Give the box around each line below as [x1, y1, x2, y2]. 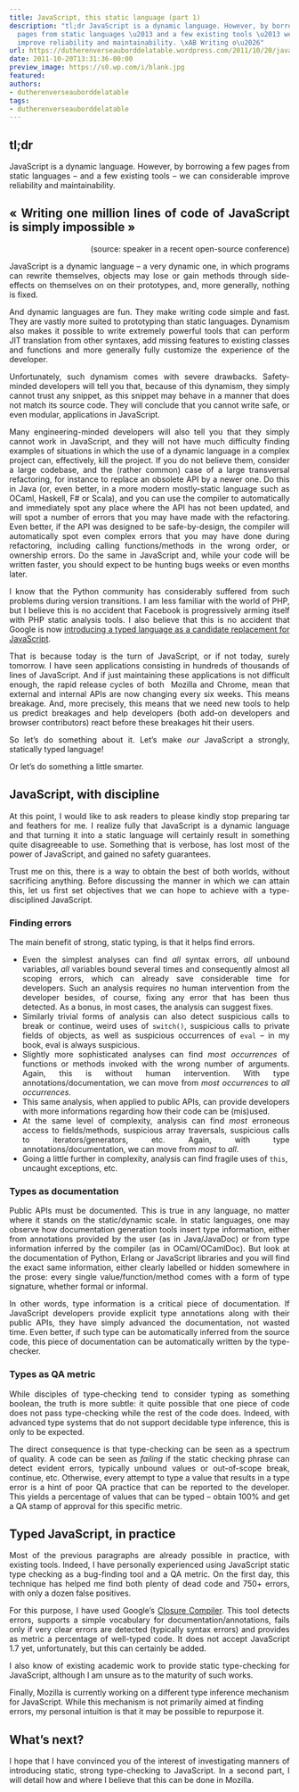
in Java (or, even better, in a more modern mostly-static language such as [9, 483, 290, 494]
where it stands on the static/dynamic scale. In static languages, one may [9, 1215, 290, 1225]
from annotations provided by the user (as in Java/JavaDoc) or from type [9, 1233, 290, 1245]
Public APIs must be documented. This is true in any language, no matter [9, 1206, 290, 1216]
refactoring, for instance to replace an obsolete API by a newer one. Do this [9, 474, 290, 485]
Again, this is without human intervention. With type [21, 1067, 290, 1078]
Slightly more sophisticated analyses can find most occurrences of [21, 1049, 290, 1059]
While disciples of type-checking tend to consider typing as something [9, 1389, 290, 1399]
